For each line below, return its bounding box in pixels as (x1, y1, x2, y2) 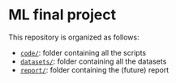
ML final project (8, 6, 116, 24)
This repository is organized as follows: (8, 32, 140, 42)
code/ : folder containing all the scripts (19, 48, 147, 57)
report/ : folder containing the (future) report (19, 64, 170, 74)
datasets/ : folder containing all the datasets (19, 56, 167, 66)
